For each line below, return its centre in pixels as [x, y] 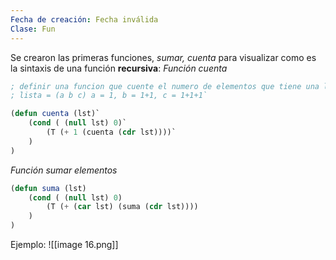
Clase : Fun [33, 29]
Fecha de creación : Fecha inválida [84, 19]
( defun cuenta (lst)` [55, 114]
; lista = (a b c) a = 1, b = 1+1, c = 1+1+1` [109, 96]
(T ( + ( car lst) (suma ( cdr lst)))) [122, 207]
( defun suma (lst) [48, 188]
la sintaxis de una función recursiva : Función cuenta [119, 68]
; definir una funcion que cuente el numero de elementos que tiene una [165, 86]
